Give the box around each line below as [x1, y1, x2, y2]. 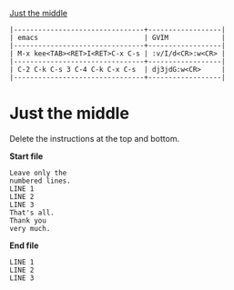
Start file [9, 150, 44, 162]
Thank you [9, 215, 47, 225]
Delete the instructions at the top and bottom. [9, 133, 180, 144]
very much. [9, 224, 51, 233]
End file [9, 240, 39, 251]
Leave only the [9, 168, 67, 177]
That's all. [9, 208, 55, 217]
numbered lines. [9, 176, 71, 185]
